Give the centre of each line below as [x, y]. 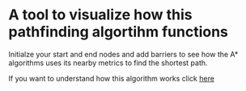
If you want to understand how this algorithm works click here [111, 78]
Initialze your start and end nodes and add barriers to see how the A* [123, 54]
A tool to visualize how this [100, 15]
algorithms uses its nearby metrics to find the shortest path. [108, 63]
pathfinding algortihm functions [119, 32]
